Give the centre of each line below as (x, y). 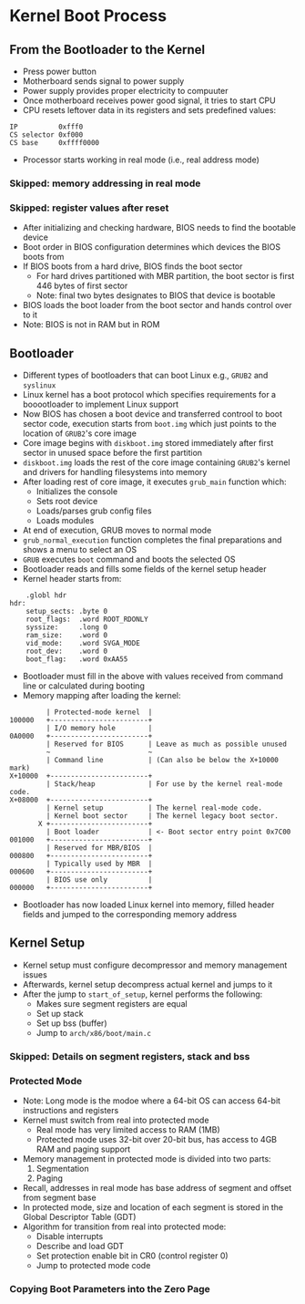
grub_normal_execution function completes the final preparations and (152, 540)
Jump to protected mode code (93, 1266)
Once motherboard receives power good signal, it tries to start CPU (149, 100)
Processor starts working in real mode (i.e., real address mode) (141, 160)
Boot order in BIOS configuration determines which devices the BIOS (151, 247)
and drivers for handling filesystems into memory (115, 472)
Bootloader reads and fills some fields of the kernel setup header (144, 569)
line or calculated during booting (84, 686)
